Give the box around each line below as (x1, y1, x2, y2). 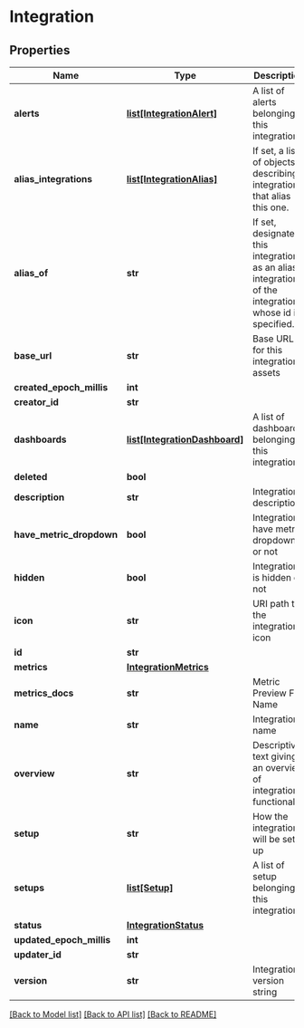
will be (252, 833, 280, 845)
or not (252, 545, 279, 558)
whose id (252, 306, 291, 319)
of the (252, 283, 278, 296)
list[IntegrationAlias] (126, 173, 218, 185)
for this (252, 344, 283, 356)
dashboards (14, 433, 67, 446)
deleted (14, 471, 48, 483)
